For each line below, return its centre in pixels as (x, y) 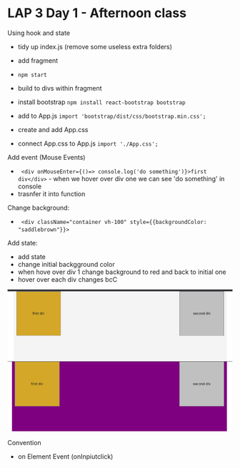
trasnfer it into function (51, 193)
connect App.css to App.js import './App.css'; (88, 143)
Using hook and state (39, 33)
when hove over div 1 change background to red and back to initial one (122, 272)
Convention (24, 443)
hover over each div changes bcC (67, 279)
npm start (32, 75)
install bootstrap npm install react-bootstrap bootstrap (101, 102)
